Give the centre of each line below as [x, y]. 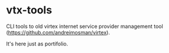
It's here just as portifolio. [37, 44]
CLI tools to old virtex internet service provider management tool [85, 26]
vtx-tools [29, 10]
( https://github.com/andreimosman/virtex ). [58, 32]
